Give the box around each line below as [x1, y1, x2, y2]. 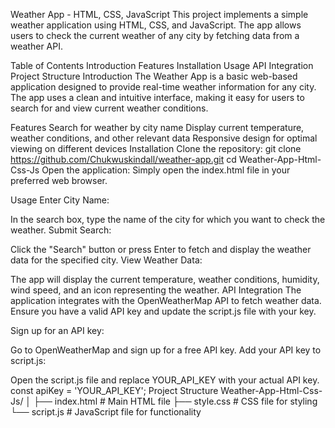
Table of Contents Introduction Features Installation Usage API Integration [10, 60, 314, 71]
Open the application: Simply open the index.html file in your [41, 164, 291, 176]
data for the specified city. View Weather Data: [10, 254, 203, 266]
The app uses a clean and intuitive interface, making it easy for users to [10, 92, 305, 103]
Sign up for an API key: [10, 325, 105, 336]
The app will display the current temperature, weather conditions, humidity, [10, 274, 320, 285]
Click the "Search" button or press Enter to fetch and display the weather [10, 244, 312, 255]
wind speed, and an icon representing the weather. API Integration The [10, 284, 302, 296]
